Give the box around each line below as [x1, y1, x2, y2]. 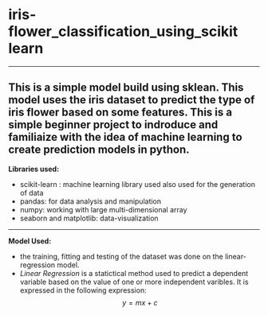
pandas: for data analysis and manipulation [19, 196, 162, 206]
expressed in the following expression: [19, 285, 147, 295]
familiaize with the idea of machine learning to [8, 130, 242, 144]
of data [19, 188, 44, 197]
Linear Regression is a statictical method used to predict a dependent [19, 268, 249, 278]
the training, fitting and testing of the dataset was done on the [19, 251, 223, 261]
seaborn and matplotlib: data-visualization [19, 213, 159, 223]
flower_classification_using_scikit [8, 22, 238, 41]
